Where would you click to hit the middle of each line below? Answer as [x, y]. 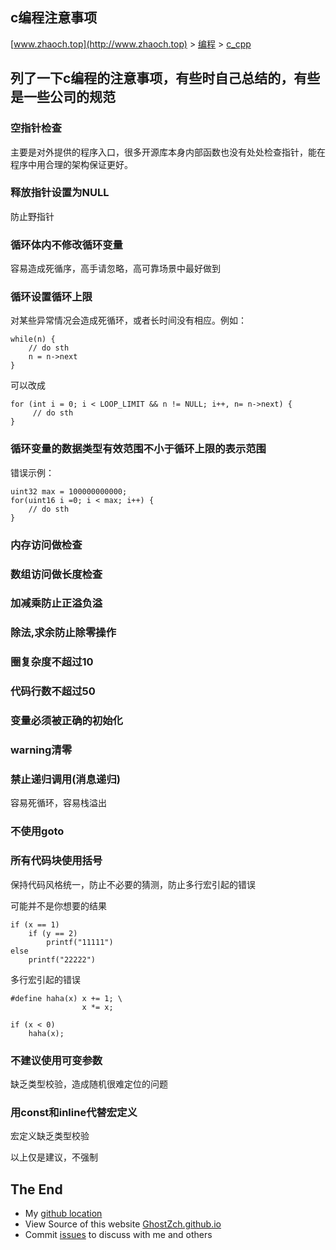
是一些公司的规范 [63, 97]
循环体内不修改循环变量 [66, 245]
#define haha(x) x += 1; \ [66, 998]
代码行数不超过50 [53, 691]
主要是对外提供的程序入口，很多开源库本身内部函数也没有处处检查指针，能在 [168, 152]
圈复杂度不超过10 [52, 662]
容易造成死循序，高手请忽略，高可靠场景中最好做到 [115, 269]
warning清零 [41, 750]
